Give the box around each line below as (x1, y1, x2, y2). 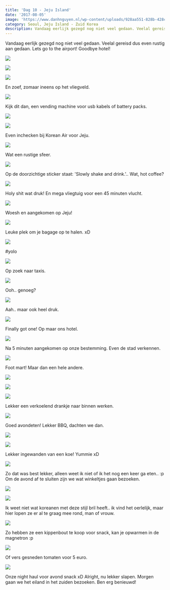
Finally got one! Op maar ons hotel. (5, 326, 78, 332)
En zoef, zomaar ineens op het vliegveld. (5, 84, 90, 90)
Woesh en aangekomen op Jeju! (5, 210, 72, 216)
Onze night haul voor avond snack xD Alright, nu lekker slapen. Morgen (5, 574, 154, 580)
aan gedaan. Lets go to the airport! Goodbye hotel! (5, 46, 110, 52)
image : (5, 17, 19, 22)
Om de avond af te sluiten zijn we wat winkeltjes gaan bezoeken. (5, 476, 140, 482)
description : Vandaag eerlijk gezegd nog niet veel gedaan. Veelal (5, 26, 151, 31)
